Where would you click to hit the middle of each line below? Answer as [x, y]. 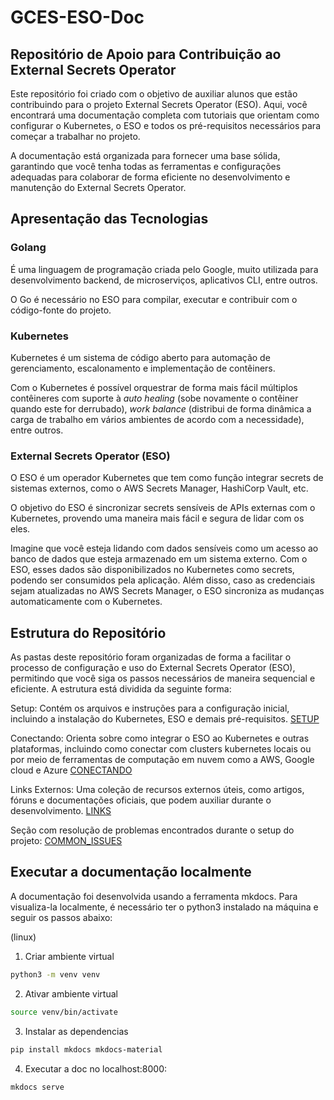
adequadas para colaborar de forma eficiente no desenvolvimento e [150, 177]
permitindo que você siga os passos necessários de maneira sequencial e [163, 678]
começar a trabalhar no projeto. [75, 136]
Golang [28, 248]
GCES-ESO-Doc [77, 17]
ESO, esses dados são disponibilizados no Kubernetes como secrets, [152, 570]
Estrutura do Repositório [88, 632]
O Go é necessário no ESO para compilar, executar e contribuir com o [154, 299]
